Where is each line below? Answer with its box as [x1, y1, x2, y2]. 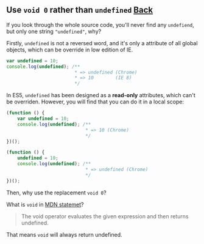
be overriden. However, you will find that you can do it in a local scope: [6, 98, 185, 106]
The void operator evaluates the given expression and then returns [21, 212, 189, 220]
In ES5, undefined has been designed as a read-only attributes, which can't [6, 92, 196, 99]
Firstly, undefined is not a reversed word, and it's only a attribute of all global [6, 39, 198, 46]
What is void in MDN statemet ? [6, 201, 84, 208]
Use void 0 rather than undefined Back [6, 5, 153, 15]
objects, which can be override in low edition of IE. [6, 46, 133, 53]
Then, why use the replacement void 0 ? [6, 189, 107, 196]
